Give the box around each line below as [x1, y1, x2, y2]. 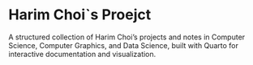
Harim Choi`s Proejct [8, 6, 152, 24]
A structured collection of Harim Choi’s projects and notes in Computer [8, 32, 246, 42]
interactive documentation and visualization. [8, 49, 157, 59]
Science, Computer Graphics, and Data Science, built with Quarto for [8, 40, 239, 50]
